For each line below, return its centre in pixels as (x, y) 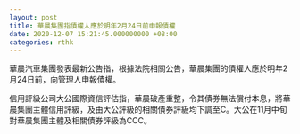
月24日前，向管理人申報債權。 (65, 80)
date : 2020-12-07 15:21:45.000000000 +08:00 (93, 34)
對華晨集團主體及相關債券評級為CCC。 (80, 121)
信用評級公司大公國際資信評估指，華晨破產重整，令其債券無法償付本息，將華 (150, 99)
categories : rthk (42, 42)
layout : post (33, 17)
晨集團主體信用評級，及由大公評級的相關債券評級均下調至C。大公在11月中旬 (148, 110)
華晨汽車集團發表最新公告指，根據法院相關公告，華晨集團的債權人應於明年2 (149, 68)
